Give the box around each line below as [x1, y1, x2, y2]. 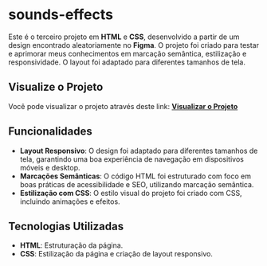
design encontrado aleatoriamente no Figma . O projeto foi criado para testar [8, 40, 259, 49]
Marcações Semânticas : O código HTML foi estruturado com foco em [19, 171, 251, 181]
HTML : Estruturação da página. [19, 241, 124, 250]
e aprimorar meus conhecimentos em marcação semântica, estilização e [8, 49, 247, 58]
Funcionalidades [8, 125, 93, 139]
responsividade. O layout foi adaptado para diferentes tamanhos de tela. [8, 57, 245, 67]
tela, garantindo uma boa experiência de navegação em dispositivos [19, 154, 245, 164]
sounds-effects [8, 6, 114, 24]
